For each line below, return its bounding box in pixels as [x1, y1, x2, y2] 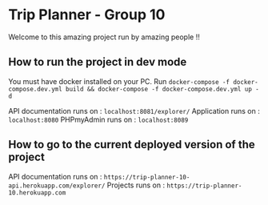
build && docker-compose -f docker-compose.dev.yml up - [65, 85, 260, 93]
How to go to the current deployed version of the [8, 138, 255, 151]
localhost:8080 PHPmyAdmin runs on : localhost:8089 [8, 115, 189, 124]
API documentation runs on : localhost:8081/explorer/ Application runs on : [8, 106, 260, 115]
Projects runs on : [106, 180, 166, 190]
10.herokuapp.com [8, 188, 66, 197]
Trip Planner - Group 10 [8, 6, 166, 24]
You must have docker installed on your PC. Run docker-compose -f [8, 76, 230, 86]
